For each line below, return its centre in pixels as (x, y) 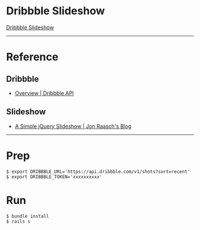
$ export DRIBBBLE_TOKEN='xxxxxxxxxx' (54, 177)
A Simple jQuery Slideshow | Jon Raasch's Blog (73, 126)
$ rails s (18, 221)
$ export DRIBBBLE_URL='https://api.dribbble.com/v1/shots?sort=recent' (98, 171)
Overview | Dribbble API (44, 93)
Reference (32, 57)
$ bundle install (28, 216)
